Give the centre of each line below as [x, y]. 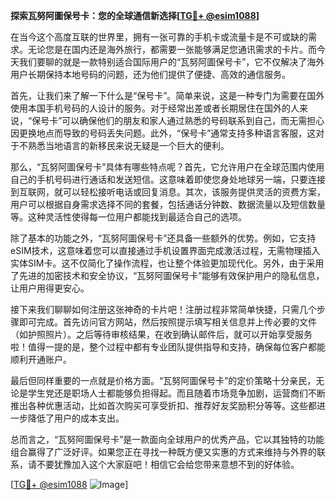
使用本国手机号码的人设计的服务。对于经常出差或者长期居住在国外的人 [155, 108]
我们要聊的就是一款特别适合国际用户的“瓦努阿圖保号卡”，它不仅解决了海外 [171, 62]
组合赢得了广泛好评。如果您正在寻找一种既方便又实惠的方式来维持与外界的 [163, 452]
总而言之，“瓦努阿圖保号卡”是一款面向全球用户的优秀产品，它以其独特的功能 [167, 439]
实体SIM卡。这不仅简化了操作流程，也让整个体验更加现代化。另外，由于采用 [167, 263]
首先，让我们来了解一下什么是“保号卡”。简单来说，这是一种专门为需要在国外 [167, 95]
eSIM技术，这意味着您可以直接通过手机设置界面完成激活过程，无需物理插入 [165, 250]
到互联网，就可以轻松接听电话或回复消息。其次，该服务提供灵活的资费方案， [168, 192]
